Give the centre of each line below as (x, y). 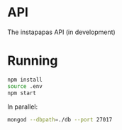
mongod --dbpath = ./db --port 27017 (60, 119)
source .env (25, 86)
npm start (22, 93)
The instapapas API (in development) (61, 32)
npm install (25, 80)
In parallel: (23, 107)
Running (33, 61)
